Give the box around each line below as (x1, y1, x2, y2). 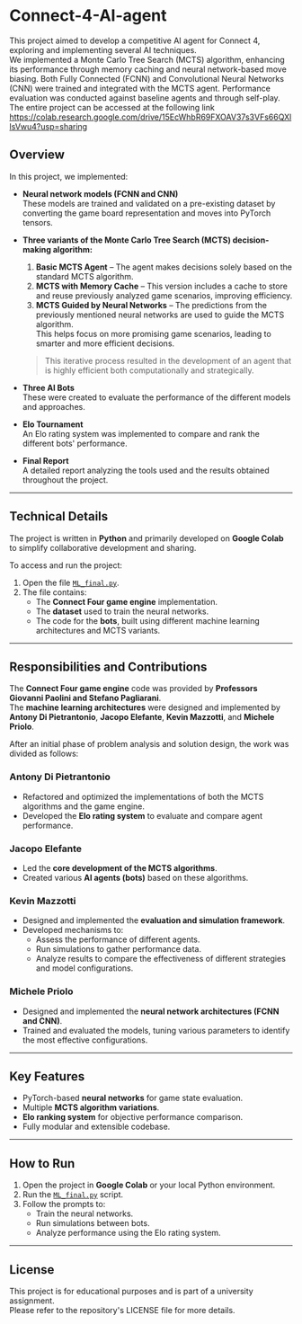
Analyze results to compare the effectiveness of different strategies (35, 954, 286, 964)
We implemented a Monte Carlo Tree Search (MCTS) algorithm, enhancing (9, 54, 285, 65)
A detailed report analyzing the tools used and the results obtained (22, 465, 270, 475)
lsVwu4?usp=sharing (9, 120, 88, 131)
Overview (9, 147, 66, 163)
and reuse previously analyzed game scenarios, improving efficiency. (35, 289, 293, 301)
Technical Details (9, 509, 109, 524)
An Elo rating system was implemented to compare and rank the (22, 428, 261, 439)
